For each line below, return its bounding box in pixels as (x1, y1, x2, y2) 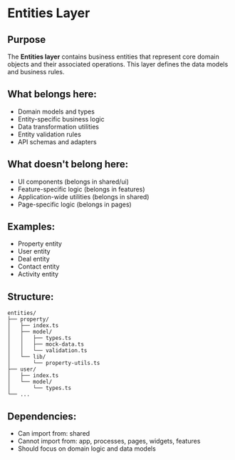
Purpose (7, 34, 46, 46)
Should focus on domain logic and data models (17, 444, 157, 453)
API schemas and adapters (17, 137, 98, 146)
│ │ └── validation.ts (7, 347, 88, 354)
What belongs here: (7, 88, 98, 101)
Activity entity (17, 270, 59, 279)
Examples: (7, 221, 56, 233)
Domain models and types (17, 107, 95, 116)
